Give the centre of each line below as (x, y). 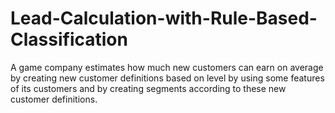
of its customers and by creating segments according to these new (148, 88)
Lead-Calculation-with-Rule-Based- (164, 18)
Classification (69, 39)
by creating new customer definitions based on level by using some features (167, 78)
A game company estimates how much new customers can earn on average (167, 67)
